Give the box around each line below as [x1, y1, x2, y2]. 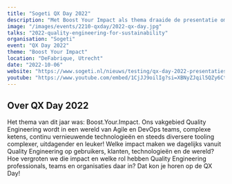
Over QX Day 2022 [7, 99, 89, 111]
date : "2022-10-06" [7, 61, 64, 68]
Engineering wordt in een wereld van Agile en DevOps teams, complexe [7, 125, 211, 134]
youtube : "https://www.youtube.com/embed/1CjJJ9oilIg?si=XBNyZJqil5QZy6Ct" [7, 74, 230, 81]
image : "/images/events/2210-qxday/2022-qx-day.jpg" [7, 23, 162, 30]
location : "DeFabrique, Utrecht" [7, 55, 104, 62]
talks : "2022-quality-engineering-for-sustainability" [7, 29, 168, 37]
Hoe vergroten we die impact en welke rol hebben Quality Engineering [7, 154, 207, 163]
